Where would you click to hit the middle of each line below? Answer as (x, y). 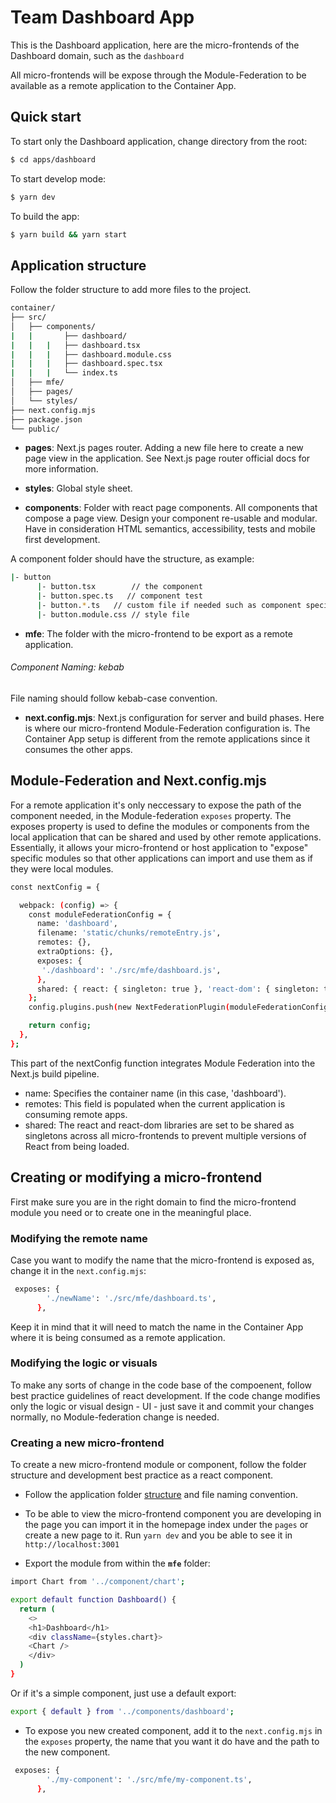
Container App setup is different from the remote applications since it (167, 739)
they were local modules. (62, 868)
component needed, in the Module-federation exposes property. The (151, 815)
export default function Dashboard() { (93, 1600)
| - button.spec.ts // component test (119, 596)
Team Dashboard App (102, 17)
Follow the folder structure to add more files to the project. (131, 290)
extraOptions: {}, (75, 952)
